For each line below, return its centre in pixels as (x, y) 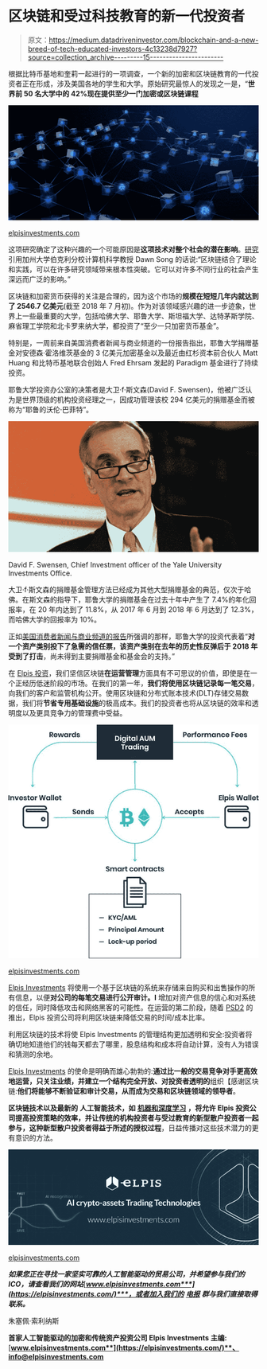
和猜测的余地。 (33, 1055)
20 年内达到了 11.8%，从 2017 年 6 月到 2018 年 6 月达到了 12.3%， (148, 610)
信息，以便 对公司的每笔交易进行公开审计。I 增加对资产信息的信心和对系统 (135, 998)
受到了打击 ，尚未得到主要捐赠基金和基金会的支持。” (92, 657)
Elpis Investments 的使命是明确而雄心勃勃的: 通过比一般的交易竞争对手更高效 (133, 1071)
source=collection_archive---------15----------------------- (126, 57)
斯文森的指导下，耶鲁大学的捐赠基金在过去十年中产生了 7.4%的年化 (139, 600)
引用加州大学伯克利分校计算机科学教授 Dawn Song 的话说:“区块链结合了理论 (132, 259)
